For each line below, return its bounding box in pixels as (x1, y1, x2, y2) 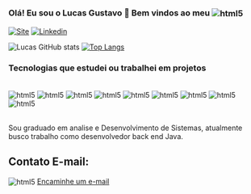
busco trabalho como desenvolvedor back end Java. (8, 131, 184, 141)
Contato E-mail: (8, 155, 90, 169)
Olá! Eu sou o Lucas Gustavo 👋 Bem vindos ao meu (8, 7, 211, 19)
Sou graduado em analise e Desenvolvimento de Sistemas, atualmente (8, 123, 243, 133)
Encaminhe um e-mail (36, 176, 110, 186)
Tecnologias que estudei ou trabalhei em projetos (8, 62, 207, 74)
